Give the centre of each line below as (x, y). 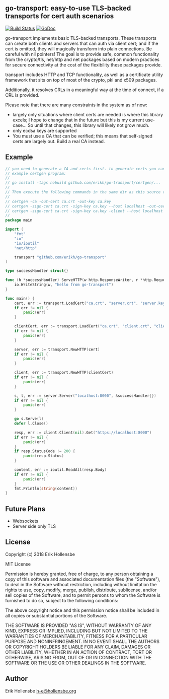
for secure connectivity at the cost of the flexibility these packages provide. (83, 64)
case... (19, 125)
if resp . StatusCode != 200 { (45, 451)
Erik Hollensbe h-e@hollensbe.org (41, 691)
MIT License (18, 564)
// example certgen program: (36, 173)
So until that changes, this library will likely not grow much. (88, 125)
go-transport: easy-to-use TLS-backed (68, 8)
